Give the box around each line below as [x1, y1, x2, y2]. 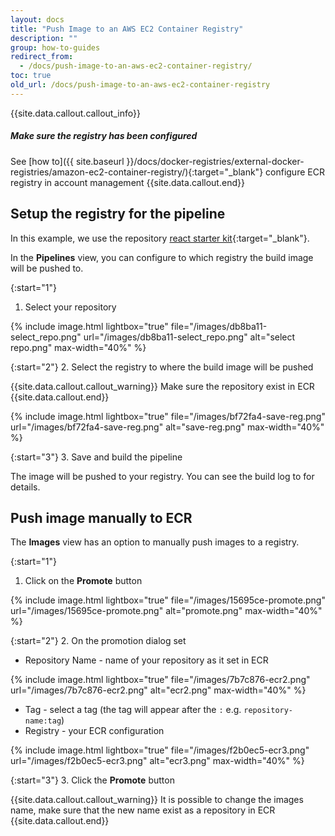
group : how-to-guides [10, 42, 101, 53]
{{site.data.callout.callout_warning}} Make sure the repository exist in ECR [10, 380, 315, 392]
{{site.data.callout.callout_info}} [10, 107, 141, 119]
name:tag [24, 716, 62, 726]
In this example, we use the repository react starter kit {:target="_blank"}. [10, 232, 310, 244]
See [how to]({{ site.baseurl [10, 155, 125, 167]
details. [10, 481, 41, 493]
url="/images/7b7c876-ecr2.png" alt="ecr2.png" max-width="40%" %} [10, 684, 307, 696]
